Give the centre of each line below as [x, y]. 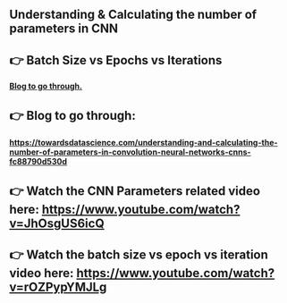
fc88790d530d [38, 162]
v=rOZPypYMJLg [58, 286]
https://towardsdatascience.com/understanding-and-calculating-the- [144, 143]
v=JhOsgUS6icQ [57, 223]
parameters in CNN [64, 29]
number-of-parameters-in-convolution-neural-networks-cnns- [131, 152]
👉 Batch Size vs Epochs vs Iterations [116, 60]
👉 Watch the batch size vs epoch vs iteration [139, 254]
